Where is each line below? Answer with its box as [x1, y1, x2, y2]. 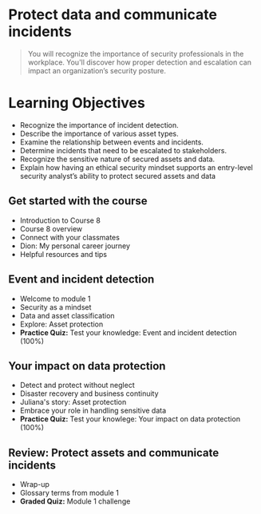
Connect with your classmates [19, 232, 120, 242]
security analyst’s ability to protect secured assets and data [19, 171, 216, 180]
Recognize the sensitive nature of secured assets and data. [19, 154, 216, 164]
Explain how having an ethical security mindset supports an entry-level [19, 162, 253, 172]
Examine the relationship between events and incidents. [19, 137, 204, 147]
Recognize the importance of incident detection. [19, 120, 180, 129]
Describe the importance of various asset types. [19, 128, 180, 138]
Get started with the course [8, 194, 148, 208]
